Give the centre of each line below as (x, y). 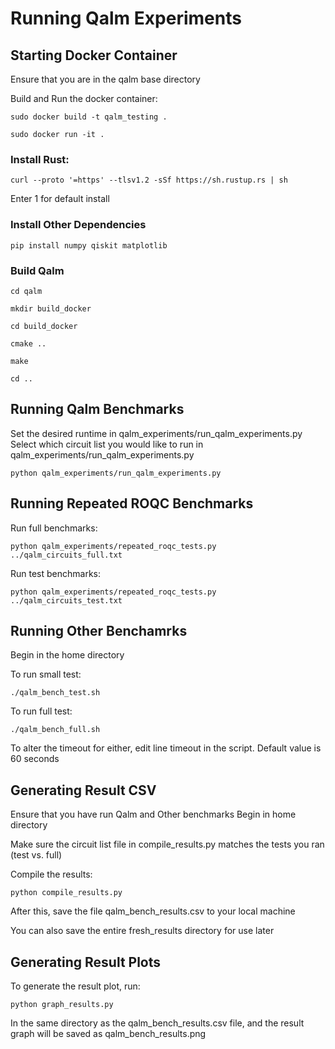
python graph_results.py (62, 1004)
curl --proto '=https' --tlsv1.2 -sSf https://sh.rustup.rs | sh (149, 180)
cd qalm (26, 291)
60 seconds (35, 759)
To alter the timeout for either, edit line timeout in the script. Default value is (166, 748)
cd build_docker (44, 326)
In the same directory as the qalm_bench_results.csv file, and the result (157, 1023)
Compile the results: (51, 874)
